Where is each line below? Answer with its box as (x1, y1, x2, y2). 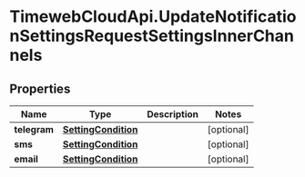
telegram (14, 123, 55, 135)
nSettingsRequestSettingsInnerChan (9, 25, 294, 46)
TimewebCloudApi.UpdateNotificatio (9, 6, 297, 27)
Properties (9, 81, 71, 96)
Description (147, 108, 198, 120)
